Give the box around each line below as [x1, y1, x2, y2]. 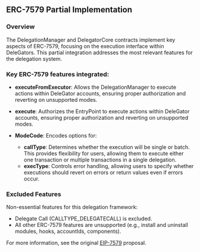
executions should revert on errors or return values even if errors [23, 169, 183, 176]
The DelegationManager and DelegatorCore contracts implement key [6, 36, 176, 43]
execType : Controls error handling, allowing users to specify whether [23, 162, 194, 169]
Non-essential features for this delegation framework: [6, 204, 138, 211]
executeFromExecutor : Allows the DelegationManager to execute [14, 83, 177, 91]
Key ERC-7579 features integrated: [6, 70, 110, 78]
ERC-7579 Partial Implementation [6, 5, 133, 15]
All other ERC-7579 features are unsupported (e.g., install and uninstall [14, 222, 189, 229]
